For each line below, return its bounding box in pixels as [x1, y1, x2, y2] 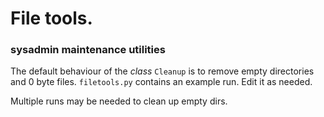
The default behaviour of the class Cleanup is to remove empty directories [10, 65, 315, 77]
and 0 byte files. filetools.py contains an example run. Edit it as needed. [10, 76, 313, 88]
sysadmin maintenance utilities [10, 43, 166, 57]
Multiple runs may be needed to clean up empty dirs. [10, 95, 228, 107]
